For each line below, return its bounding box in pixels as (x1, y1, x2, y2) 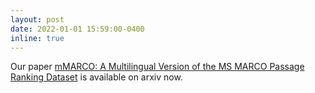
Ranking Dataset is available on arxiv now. (10, 71, 183, 83)
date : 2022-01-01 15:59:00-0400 (10, 24, 145, 34)
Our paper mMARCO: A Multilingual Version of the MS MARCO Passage (10, 61, 305, 73)
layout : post (10, 14, 65, 25)
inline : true (10, 33, 65, 43)
